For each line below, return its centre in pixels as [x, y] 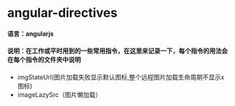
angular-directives [62, 13]
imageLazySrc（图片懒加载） [59, 94]
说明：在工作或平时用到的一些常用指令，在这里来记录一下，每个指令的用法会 [117, 51]
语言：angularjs [30, 34]
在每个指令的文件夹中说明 [44, 60]
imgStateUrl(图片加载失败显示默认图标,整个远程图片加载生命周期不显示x [121, 77]
